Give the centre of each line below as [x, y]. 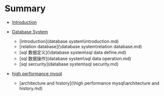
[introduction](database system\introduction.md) [69, 41]
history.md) [31, 88]
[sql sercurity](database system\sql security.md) [69, 64]
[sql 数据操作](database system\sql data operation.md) [75, 58]
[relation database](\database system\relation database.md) [81, 46]
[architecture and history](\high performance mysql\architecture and [89, 83]
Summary [25, 9]
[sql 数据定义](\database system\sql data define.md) [73, 52]
